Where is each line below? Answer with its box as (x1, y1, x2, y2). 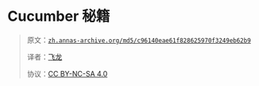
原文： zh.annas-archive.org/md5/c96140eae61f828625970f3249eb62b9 (26, 35, 251, 45)
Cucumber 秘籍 (7, 7, 110, 25)
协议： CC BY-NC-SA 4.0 (26, 68, 108, 78)
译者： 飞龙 (26, 52, 63, 61)
